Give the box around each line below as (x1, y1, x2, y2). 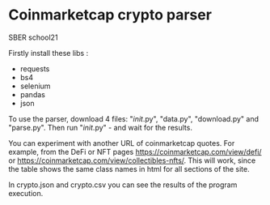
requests (19, 63, 50, 74)
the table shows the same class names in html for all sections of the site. (8, 164, 250, 173)
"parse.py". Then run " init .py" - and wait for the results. (8, 122, 192, 132)
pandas (19, 89, 46, 99)
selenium (19, 81, 51, 91)
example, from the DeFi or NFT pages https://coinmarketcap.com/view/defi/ (8, 147, 262, 156)
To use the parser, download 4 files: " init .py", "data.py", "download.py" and (8, 113, 259, 123)
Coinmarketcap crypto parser (8, 6, 213, 24)
